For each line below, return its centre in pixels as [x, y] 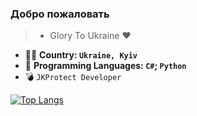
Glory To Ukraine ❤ [90, 36]
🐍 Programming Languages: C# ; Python [105, 66]
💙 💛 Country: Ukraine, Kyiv [81, 55]
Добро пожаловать [60, 14]
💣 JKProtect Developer [73, 77]
